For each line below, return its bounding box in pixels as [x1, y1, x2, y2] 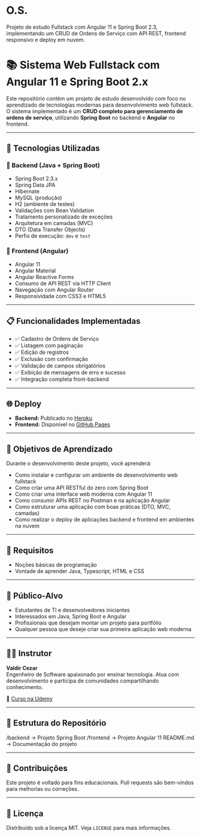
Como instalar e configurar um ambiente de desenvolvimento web [14, 471, 178, 479]
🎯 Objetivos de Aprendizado [6, 444, 113, 454]
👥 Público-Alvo [6, 590, 63, 601]
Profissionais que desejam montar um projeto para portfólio [14, 619, 162, 626]
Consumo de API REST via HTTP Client [14, 280, 111, 287]
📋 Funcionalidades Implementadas [6, 316, 141, 326]
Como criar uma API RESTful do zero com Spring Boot [14, 484, 148, 492]
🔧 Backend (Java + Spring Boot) [6, 161, 100, 169]
